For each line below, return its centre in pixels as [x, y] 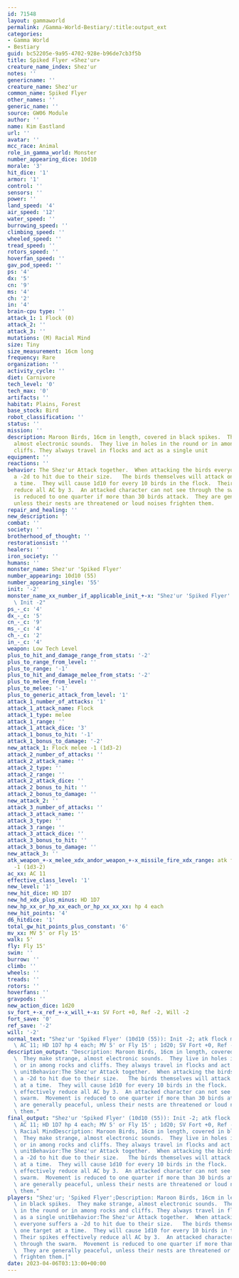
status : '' [23, 424]
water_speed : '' [31, 219]
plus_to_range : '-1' [38, 669]
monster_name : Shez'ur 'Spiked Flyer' [65, 570]
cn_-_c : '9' [25, 622]
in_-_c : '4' [25, 642]
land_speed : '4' [31, 206]
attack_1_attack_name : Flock [51, 708]
